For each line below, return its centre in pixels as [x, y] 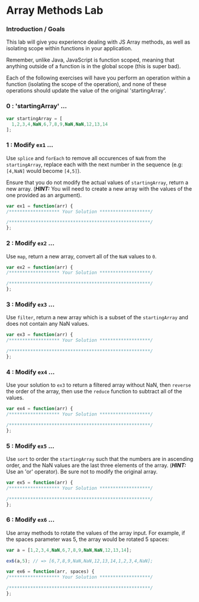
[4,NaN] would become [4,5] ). [44, 170]
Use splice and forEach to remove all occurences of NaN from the [86, 158]
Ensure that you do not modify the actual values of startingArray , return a [97, 182]
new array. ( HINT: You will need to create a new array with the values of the [99, 188]
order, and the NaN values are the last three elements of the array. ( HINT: [96, 465]
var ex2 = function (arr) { [40, 267]
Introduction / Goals [36, 29]
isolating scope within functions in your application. [69, 48]
